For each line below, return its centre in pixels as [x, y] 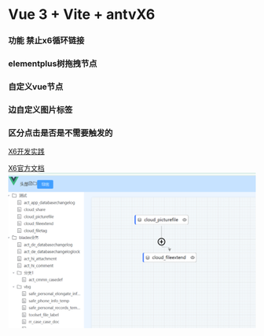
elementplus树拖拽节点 [53, 64]
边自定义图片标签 [40, 109]
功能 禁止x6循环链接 [46, 41]
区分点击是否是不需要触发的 [60, 133]
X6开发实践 [26, 152]
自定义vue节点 [36, 87]
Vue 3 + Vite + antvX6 [82, 15]
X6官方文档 [26, 168]
